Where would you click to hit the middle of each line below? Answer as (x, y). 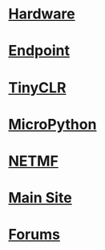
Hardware (42, 14)
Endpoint (39, 51)
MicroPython (52, 124)
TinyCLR (37, 87)
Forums (34, 235)
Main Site (40, 198)
